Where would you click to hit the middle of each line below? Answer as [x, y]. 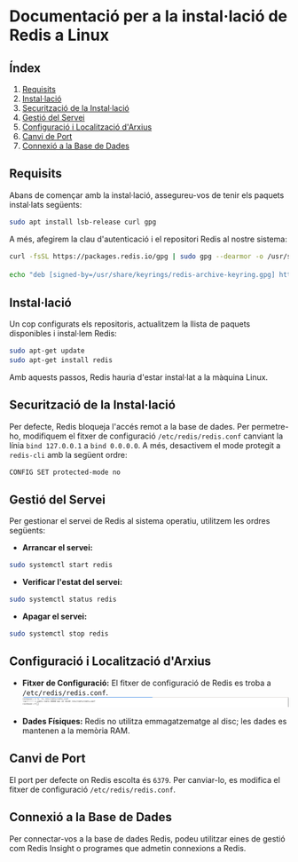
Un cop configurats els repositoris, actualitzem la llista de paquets [130, 324]
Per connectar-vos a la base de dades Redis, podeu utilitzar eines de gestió [147, 838]
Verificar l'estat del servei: [72, 582]
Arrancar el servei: [57, 548]
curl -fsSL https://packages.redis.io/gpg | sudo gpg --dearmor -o [137, 256]
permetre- [270, 426]
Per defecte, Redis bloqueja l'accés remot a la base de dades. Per [129, 426]
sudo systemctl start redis [61, 565]
